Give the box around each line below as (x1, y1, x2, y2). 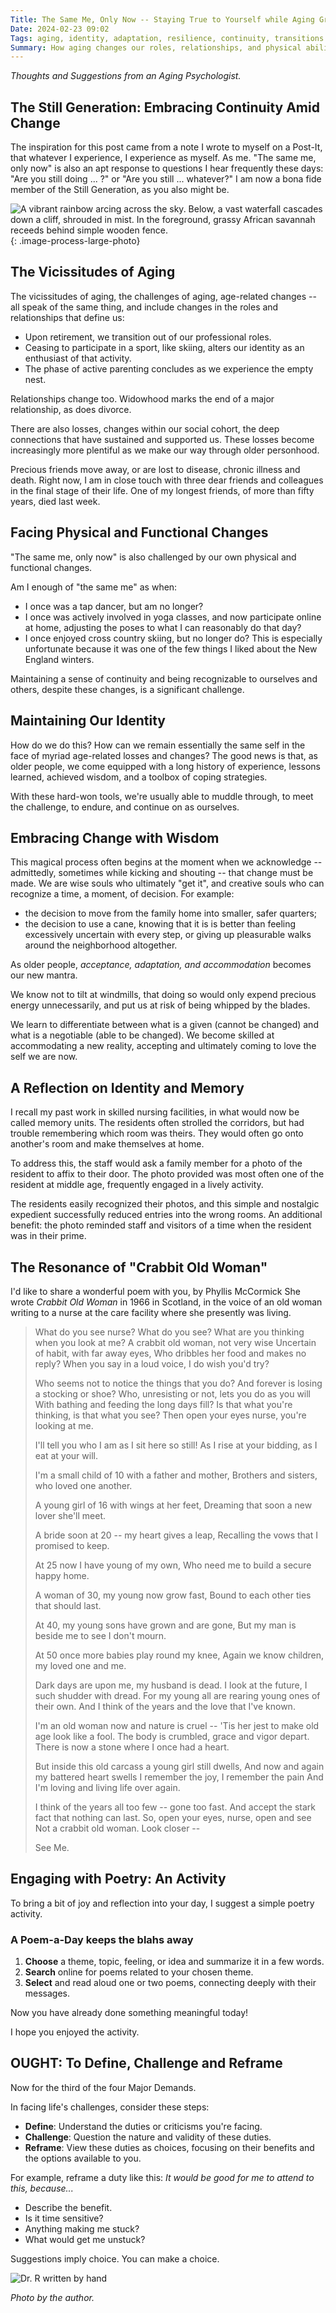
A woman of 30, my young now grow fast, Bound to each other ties (34, 1589, 312, 1601)
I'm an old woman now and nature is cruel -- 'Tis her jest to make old (34, 1719, 320, 1731)
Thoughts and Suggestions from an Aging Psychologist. (10, 70, 242, 82)
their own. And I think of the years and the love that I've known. (34, 1700, 296, 1712)
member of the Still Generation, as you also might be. (10, 184, 230, 196)
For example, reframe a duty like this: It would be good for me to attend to (10, 2171, 315, 2183)
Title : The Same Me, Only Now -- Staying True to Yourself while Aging (10, 14, 315, 25)
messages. (24, 1987, 71, 2000)
